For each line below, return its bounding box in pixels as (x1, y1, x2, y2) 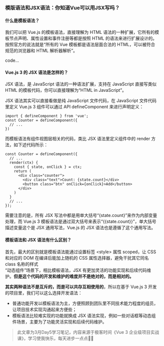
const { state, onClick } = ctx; (14, 164, 82, 170)
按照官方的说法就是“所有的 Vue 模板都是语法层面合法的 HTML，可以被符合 (5, 42, 156, 48)
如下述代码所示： (13, 142, 48, 148)
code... (5, 57, 20, 63)
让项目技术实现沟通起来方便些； (12, 306, 77, 312)
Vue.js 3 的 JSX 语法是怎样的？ (5, 69, 69, 75)
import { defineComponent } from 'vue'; (5, 114, 89, 119)
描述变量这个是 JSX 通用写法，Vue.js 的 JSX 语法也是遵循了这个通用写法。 (5, 225, 156, 231)
